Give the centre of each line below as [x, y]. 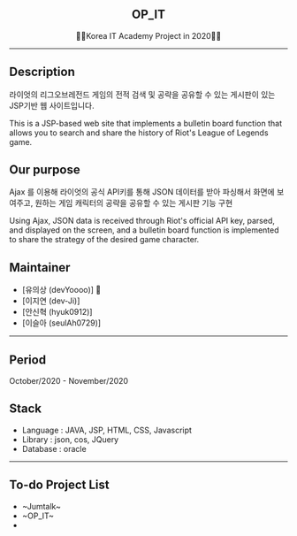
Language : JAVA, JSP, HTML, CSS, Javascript [107, 430]
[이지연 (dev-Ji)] [51, 301]
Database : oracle [54, 448]
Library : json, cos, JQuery [70, 439]
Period [28, 360]
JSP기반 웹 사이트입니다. [52, 105]
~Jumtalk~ [42, 506]
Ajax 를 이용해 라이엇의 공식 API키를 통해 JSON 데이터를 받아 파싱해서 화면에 [142, 192]
